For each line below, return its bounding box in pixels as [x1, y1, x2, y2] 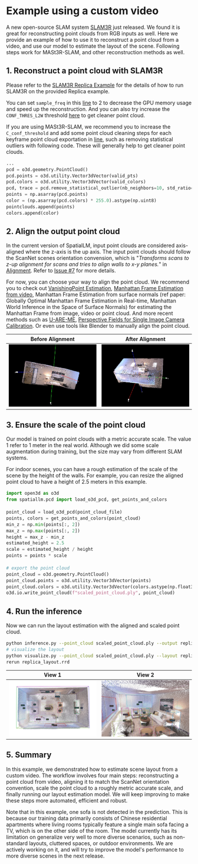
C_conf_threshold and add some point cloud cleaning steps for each [6, 129, 172, 136]
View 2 [136, 671, 154, 679]
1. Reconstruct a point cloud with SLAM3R [6, 66, 163, 76]
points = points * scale [6, 553, 67, 559]
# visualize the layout [6, 646, 65, 652]
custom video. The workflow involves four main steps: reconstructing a [6, 771, 179, 779]
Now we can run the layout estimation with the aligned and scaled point [6, 622, 180, 629]
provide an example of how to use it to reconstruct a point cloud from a [6, 36, 179, 43]
